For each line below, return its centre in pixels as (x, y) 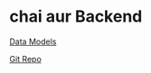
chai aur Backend (76, 17)
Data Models (33, 41)
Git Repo (26, 59)
